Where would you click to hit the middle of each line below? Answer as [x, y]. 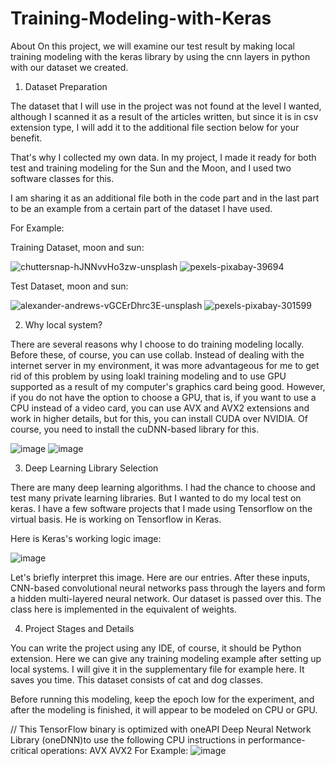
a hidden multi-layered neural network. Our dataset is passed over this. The [166, 598]
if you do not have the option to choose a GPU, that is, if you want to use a [163, 397]
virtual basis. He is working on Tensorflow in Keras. [116, 519]
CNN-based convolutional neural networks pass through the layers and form [168, 588]
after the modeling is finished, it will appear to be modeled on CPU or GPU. [164, 709]
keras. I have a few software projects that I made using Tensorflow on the [161, 508]
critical [24, 750]
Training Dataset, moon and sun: [77, 247]
